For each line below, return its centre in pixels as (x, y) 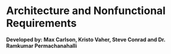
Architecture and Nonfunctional (86, 11)
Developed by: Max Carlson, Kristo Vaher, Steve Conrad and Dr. (86, 39)
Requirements (41, 23)
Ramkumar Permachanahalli (41, 46)
